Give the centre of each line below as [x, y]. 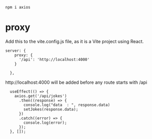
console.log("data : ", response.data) [67, 105]
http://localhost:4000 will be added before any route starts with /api [76, 82]
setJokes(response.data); [51, 109]
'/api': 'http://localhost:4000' [54, 59]
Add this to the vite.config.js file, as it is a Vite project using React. [74, 41]
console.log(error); [45, 123]
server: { [16, 51]
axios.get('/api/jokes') [41, 96]
